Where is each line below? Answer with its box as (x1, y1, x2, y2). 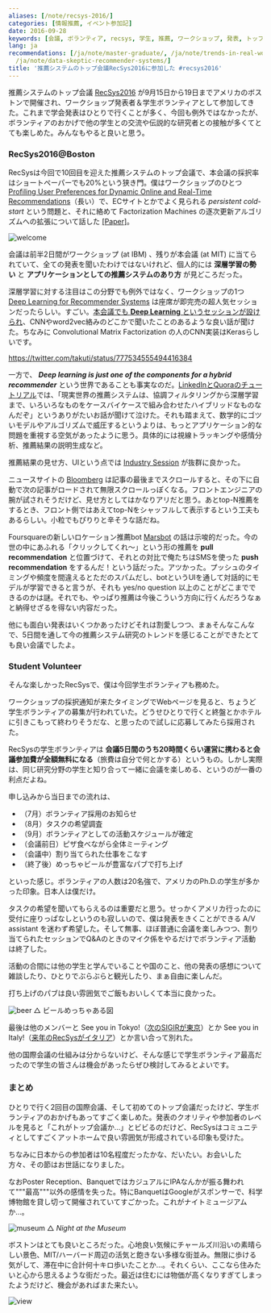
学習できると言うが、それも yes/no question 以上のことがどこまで (29, 582, 249, 593)
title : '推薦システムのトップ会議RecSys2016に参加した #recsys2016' (8, 65, 223, 73)
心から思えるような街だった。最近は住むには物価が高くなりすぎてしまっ (22, 1269, 263, 1279)
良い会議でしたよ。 (15, 640, 79, 650)
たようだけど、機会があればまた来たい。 (8, 1280, 143, 1290)
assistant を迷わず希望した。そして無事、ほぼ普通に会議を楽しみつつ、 (8, 924, 244, 934)
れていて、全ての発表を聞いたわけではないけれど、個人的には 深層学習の (8, 260, 250, 269)
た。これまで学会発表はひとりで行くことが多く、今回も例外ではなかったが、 (8, 107, 263, 117)
